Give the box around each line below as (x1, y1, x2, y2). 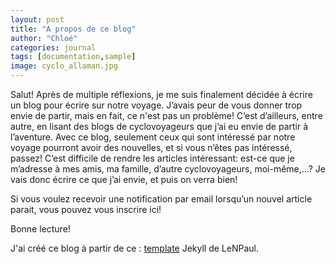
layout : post (10, 14, 65, 25)
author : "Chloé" (10, 33, 78, 43)
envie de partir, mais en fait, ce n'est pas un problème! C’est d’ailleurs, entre (10, 110, 323, 121)
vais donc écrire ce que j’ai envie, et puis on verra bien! (10, 174, 238, 185)
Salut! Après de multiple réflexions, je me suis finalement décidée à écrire (10, 89, 313, 100)
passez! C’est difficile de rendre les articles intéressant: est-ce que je (10, 152, 295, 164)
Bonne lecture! (10, 223, 71, 235)
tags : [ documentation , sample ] (10, 52, 137, 62)
